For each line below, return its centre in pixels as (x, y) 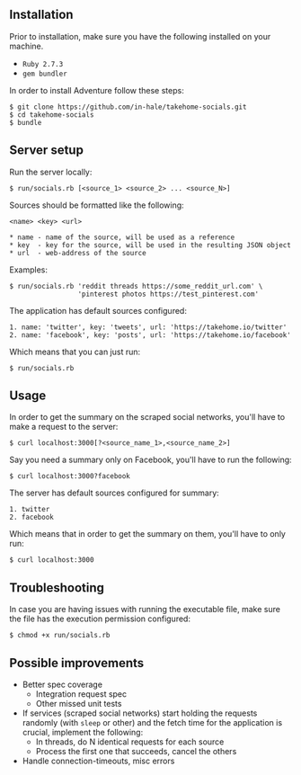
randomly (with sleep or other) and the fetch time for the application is (152, 723)
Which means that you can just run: (75, 352)
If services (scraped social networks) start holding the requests (140, 713)
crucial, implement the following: (83, 733)
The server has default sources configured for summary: (115, 493)
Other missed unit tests (79, 704)
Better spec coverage (62, 685)
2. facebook (31, 517)
